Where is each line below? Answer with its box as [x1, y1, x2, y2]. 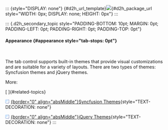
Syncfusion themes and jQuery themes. [5, 69, 89, 75]
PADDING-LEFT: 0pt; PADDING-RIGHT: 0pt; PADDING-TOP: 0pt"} [5, 26, 142, 32]
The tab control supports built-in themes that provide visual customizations [5, 59, 163, 65]
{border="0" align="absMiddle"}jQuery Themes [11, 114, 111, 120]
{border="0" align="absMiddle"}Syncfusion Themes [11, 99, 121, 105]
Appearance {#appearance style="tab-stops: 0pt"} [5, 37, 117, 44]
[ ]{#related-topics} [5, 89, 46, 95]
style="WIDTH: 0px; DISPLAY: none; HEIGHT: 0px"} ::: [5, 11, 119, 17]
